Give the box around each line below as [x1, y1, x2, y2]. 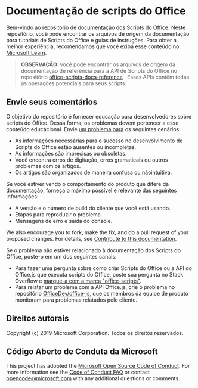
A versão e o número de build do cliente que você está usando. [14, 204, 171, 212]
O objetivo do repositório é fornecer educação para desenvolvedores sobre [6, 113, 192, 120]
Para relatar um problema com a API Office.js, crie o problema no [14, 283, 175, 290]
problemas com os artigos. [14, 162, 81, 169]
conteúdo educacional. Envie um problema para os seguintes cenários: [6, 125, 181, 132]
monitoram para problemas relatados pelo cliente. [14, 296, 138, 303]
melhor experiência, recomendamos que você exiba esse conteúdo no [6, 43, 180, 50]
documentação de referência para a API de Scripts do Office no [20, 67, 178, 74]
